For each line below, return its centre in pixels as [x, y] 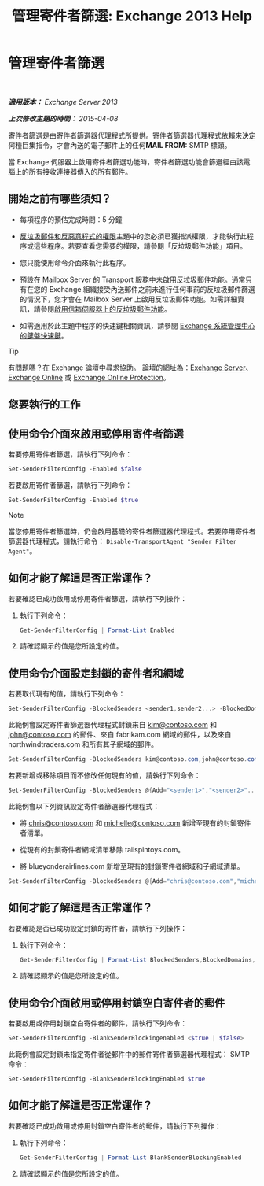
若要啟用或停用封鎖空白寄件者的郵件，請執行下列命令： [97, 1023]
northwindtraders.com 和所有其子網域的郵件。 [83, 744]
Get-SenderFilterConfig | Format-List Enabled [97, 630]
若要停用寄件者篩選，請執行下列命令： [70, 454]
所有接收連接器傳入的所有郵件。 [80, 172]
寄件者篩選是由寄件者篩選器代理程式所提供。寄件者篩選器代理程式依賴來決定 [132, 135]
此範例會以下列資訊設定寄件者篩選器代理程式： [84, 806]
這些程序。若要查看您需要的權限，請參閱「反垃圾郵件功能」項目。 [140, 246]
